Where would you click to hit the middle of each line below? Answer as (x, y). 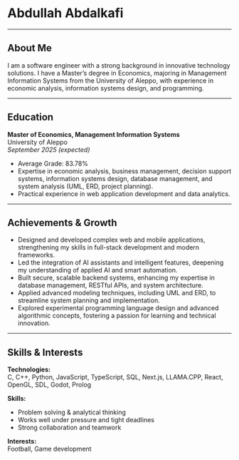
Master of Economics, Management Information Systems (94, 134)
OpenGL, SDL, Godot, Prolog (49, 385)
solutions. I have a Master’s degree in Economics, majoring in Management (117, 73)
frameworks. (36, 255)
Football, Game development (49, 449)
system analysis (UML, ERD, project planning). (85, 186)
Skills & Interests (45, 352)
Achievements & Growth (62, 223)
